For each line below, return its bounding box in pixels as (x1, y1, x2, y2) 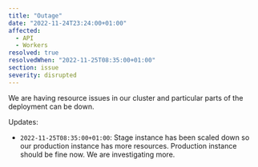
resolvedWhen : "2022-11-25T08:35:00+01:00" (8, 57, 156, 65)
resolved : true (8, 49, 59, 57)
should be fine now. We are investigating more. (19, 149, 175, 159)
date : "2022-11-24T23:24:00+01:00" (8, 19, 127, 27)
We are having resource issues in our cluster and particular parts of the (8, 93, 244, 102)
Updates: (8, 117, 38, 126)
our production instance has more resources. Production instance (19, 141, 237, 150)
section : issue (8, 64, 59, 72)
